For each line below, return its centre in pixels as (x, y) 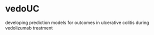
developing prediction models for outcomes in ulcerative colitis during (77, 22)
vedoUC (22, 9)
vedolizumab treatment (29, 27)
